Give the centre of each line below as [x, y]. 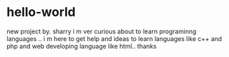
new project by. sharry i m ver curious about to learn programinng [102, 31]
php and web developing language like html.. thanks [82, 46]
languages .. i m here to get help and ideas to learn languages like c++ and [114, 38]
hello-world [41, 12]
